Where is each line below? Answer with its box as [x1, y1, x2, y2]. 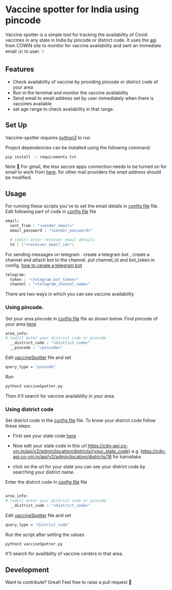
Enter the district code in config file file [5, 479, 88, 485]
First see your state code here [12, 433, 76, 439]
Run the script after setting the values [5, 531, 84, 538]
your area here [5, 321, 37, 327]
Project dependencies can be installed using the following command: [5, 144, 151, 150]
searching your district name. [12, 469, 75, 475]
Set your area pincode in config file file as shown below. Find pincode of [5, 315, 158, 321]
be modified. [5, 175, 32, 181]
